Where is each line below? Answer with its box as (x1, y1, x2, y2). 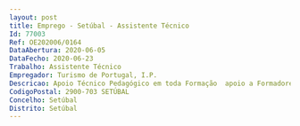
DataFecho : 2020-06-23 (9, 54, 94, 63)
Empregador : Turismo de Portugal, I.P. (9, 71, 158, 80)
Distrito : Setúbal (9, 104, 78, 113)
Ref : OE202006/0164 (9, 37, 82, 47)
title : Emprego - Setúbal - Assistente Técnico (9, 21, 190, 30)
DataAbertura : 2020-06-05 (9, 46, 105, 55)
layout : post (9, 12, 58, 22)
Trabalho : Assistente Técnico (9, 63, 122, 72)
